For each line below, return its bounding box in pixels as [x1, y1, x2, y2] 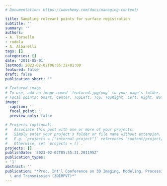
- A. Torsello [5, 35, 35, 40]
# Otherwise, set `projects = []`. [5, 141, 83, 146]
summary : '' [5, 25, 30, 30]
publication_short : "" [5, 77, 52, 82]
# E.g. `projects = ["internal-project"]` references [5, 136, 123, 141]
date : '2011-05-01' [5, 58, 46, 63]
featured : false [5, 67, 39, 72]
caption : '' [9, 104, 35, 109]
